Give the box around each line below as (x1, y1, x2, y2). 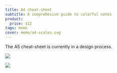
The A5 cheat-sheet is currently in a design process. (5, 44, 113, 49)
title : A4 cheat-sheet (5, 7, 52, 12)
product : (5, 16, 23, 21)
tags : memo (5, 26, 28, 31)
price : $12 (9, 21, 32, 26)
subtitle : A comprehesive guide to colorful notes (5, 12, 112, 17)
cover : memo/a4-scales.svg (5, 30, 61, 35)
